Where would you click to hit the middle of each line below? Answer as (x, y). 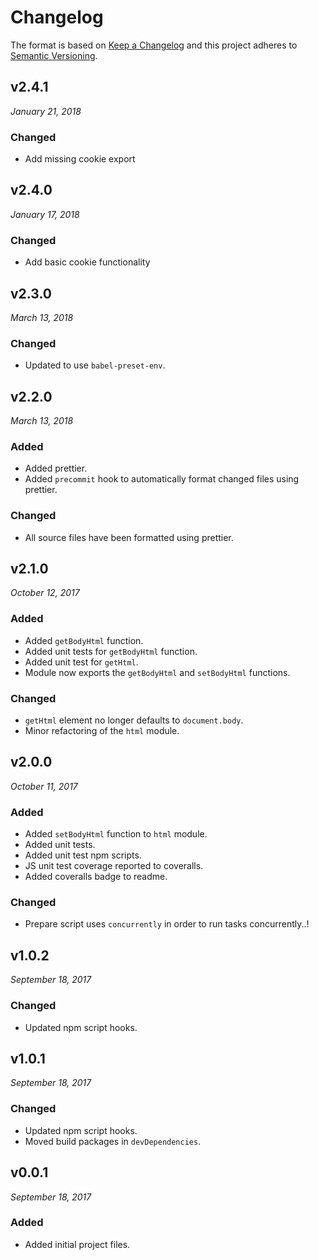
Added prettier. (56, 468)
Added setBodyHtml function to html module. (116, 834)
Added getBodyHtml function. (84, 640)
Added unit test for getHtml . (81, 662)
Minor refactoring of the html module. (102, 731)
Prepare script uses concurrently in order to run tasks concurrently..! (167, 924)
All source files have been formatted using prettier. (129, 537)
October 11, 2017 (44, 786)
